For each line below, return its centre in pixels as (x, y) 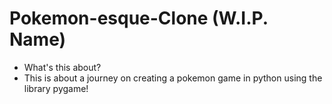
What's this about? (62, 67)
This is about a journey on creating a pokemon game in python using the (173, 78)
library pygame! (56, 88)
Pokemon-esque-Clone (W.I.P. (139, 18)
